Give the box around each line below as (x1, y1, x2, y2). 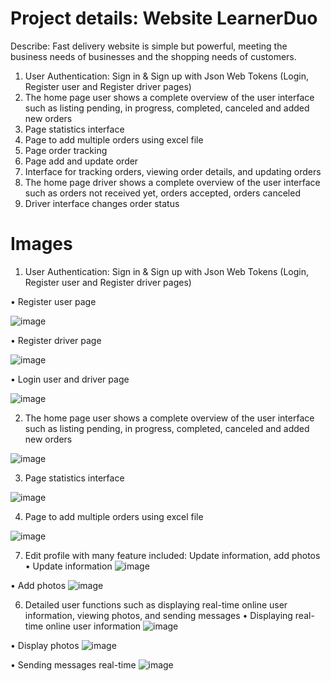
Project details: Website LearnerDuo (10, 7, 318, 30)
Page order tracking (24, 144, 108, 156)
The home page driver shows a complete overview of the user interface (24, 176, 321, 188)
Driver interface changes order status (24, 197, 180, 209)
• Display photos (10, 639, 80, 651)
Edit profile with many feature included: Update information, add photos (24, 549, 321, 561)
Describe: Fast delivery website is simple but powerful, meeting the (10, 40, 288, 52)
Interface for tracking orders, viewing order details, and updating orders (24, 165, 322, 177)
